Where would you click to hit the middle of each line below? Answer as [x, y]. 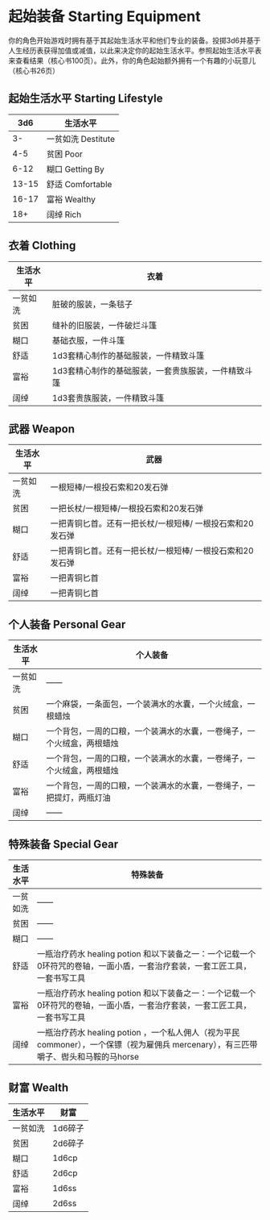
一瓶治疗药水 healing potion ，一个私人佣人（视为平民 [138, 1033]
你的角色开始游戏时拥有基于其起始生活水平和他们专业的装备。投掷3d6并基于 [135, 40]
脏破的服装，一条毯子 [92, 304]
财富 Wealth [39, 1088]
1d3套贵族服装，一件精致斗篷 [108, 398]
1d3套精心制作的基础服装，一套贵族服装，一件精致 [148, 370]
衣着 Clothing [42, 246]
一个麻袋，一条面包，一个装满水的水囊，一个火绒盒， [147, 704]
